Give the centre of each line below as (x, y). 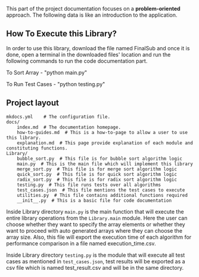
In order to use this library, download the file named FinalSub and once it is (98, 48)
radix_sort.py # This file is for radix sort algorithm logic (97, 179)
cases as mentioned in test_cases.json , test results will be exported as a (96, 261)
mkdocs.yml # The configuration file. (58, 117)
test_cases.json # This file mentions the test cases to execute (101, 190)
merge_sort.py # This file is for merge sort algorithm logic (97, 169)
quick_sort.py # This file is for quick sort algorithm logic (97, 174)
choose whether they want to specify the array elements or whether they (96, 224)
